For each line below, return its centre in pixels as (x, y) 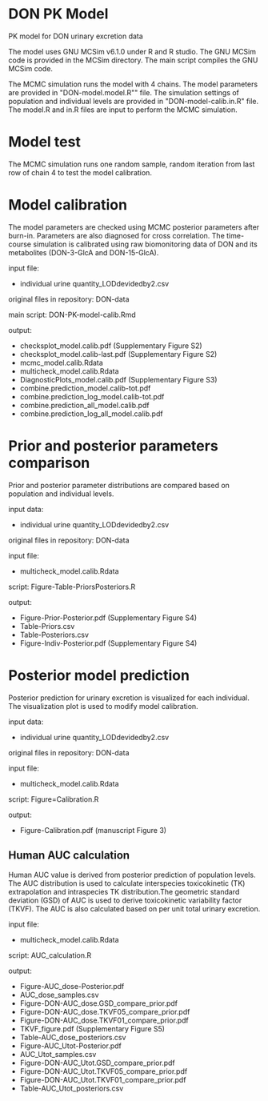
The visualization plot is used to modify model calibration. (103, 706)
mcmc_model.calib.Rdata (62, 362)
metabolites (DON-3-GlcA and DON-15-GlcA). (84, 252)
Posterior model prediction (99, 675)
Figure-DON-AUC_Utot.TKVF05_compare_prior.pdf (104, 1071)
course (20, 244)
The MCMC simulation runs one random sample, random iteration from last (132, 164)
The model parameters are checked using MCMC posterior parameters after (134, 227)
